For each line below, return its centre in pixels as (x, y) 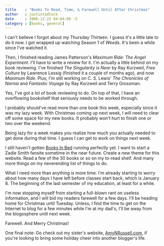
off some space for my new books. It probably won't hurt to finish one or (78, 118)
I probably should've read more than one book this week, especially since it (81, 108)
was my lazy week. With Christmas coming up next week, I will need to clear (82, 113)
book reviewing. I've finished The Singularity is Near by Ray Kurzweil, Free (80, 68)
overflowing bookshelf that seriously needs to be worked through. (72, 98)
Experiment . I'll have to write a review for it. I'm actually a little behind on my (82, 62)
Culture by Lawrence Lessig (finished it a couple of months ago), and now (80, 73)
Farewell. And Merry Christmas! (37, 223)
